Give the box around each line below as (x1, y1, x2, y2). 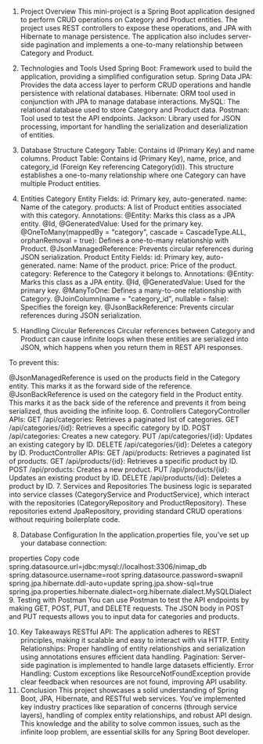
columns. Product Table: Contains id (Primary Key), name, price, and (20, 154, 242, 163)
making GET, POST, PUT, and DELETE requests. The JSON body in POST (9, 604, 245, 613)
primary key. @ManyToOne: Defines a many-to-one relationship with (20, 286, 242, 295)
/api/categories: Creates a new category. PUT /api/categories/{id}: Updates (9, 432, 253, 440)
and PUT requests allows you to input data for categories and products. (9, 612, 240, 621)
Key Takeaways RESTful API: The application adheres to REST (20, 627, 221, 636)
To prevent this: (9, 358, 59, 367)
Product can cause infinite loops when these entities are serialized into (20, 334, 249, 344)
